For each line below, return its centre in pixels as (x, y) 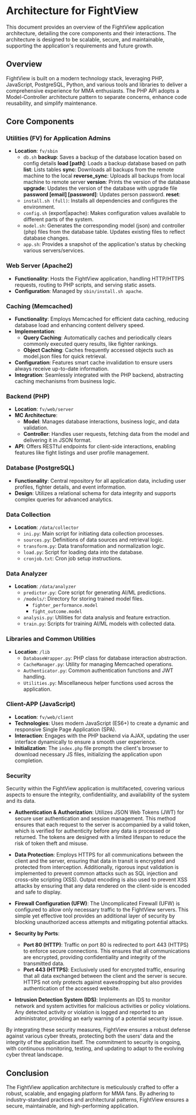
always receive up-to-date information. (62, 369)
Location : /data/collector (47, 527)
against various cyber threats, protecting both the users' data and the (90, 1036)
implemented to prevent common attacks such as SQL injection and (96, 874)
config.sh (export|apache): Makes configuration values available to (104, 213)
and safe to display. (38, 892)
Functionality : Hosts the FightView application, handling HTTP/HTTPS (99, 278)
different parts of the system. (58, 219)
